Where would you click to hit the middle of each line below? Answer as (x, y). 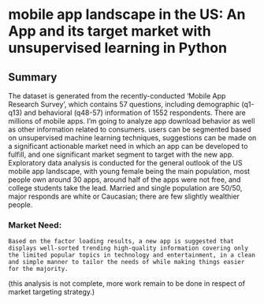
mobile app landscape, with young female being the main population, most (129, 171)
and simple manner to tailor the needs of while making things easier (126, 262)
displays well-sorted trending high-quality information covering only (128, 248)
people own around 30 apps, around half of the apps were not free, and (125, 180)
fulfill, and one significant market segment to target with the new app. (121, 154)
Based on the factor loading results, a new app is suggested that (121, 242)
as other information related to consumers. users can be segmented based (130, 129)
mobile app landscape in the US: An (127, 15)
